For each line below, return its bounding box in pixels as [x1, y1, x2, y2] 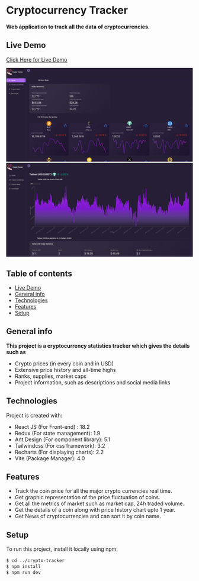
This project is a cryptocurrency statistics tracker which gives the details [6, 342, 190, 349]
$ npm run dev [6, 570, 41, 576]
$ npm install [6, 564, 41, 570]
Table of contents [6, 268, 72, 278]
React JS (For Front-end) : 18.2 [14, 423, 90, 430]
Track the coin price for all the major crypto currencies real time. [14, 487, 173, 495]
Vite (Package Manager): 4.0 [14, 454, 85, 462]
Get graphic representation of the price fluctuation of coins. [14, 494, 161, 501]
